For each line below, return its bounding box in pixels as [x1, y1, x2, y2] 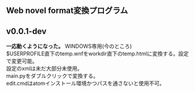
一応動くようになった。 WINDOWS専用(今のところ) [6, 43, 132, 50]
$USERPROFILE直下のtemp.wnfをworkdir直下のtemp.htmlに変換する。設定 [6, 50, 189, 58]
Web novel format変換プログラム [6, 5, 128, 16]
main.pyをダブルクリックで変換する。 [6, 72, 99, 80]
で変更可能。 [6, 58, 37, 65]
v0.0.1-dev [6, 26, 47, 36]
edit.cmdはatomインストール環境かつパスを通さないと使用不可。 [6, 80, 165, 87]
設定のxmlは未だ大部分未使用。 [6, 65, 83, 72]
